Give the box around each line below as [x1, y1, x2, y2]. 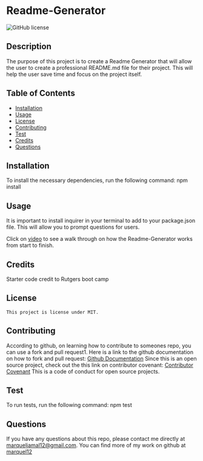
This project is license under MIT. [6, 309, 99, 315]
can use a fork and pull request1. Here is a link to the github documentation [6, 348, 194, 356]
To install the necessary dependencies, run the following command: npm [6, 177, 188, 184]
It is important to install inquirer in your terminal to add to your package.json [6, 217, 196, 224]
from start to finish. [6, 241, 55, 249]
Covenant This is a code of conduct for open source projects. [6, 367, 160, 375]
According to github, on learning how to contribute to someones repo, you [6, 342, 191, 349]
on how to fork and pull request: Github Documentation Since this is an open [6, 355, 197, 362]
